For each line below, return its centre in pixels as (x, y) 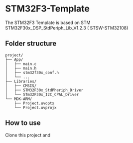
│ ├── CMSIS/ (21, 85)
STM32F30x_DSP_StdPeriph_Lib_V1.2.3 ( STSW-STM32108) (67, 27)
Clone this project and (28, 135)
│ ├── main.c (21, 64)
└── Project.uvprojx (35, 107)
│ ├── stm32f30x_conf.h (32, 72)
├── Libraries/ (21, 81)
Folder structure (31, 44)
